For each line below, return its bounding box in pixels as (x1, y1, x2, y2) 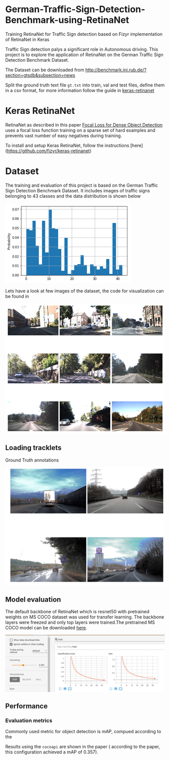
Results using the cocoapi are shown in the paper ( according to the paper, (5, 744, 160, 750)
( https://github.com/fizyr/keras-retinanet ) (5, 148, 92, 154)
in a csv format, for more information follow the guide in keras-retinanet (5, 87, 154, 93)
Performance (5, 702, 48, 710)
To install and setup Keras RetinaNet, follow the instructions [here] (5, 142, 143, 148)
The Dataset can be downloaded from (5, 67, 84, 73)
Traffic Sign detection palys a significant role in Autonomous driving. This (5, 46, 158, 52)
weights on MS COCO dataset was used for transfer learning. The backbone (5, 614, 164, 620)
